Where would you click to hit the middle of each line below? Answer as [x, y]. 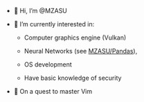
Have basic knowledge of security [73, 78]
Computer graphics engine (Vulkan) [75, 37]
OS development [48, 65]
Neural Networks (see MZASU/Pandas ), [81, 51]
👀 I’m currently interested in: [54, 24]
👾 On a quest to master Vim [53, 91]
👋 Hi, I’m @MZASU [40, 11]
